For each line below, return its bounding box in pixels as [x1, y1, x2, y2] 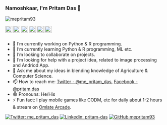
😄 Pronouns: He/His [12, 91, 55, 97]
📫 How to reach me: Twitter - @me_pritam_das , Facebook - [12, 79, 138, 85]
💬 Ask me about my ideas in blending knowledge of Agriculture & [12, 68, 148, 74]
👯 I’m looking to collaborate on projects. [12, 51, 95, 57]
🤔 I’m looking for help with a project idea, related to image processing [12, 57, 157, 63]
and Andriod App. [12, 62, 49, 69]
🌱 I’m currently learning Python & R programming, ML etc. [12, 46, 133, 52]
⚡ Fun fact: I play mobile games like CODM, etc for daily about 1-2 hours [12, 97, 162, 103]
